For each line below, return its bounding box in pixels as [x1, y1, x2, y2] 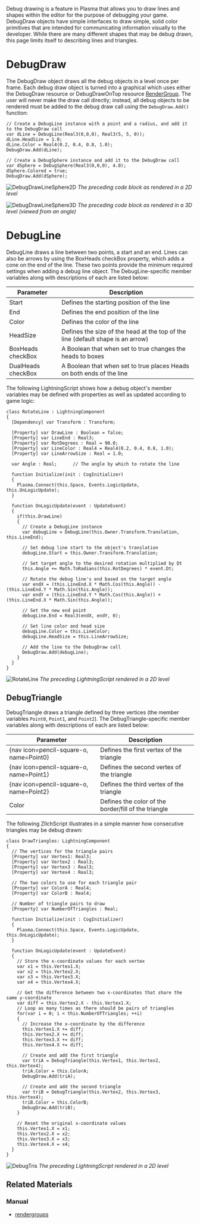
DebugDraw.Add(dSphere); [6, 173, 68, 179]
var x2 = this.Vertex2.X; [17, 968, 82, 975]
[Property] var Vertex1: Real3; [11, 853, 92, 859]
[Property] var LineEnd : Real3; [11, 434, 95, 441]
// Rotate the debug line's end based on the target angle [21, 576, 171, 582]
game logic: [6, 397, 35, 404]
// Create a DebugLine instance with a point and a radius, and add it [6, 121, 187, 127]
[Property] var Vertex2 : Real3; [11, 859, 95, 865]
